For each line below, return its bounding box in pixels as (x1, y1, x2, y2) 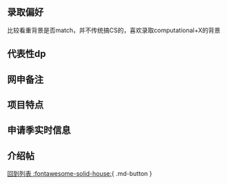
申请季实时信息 (7, 124, 71, 136)
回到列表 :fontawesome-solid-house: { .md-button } (7, 170, 152, 178)
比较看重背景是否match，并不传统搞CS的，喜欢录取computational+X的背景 (7, 26, 221, 34)
